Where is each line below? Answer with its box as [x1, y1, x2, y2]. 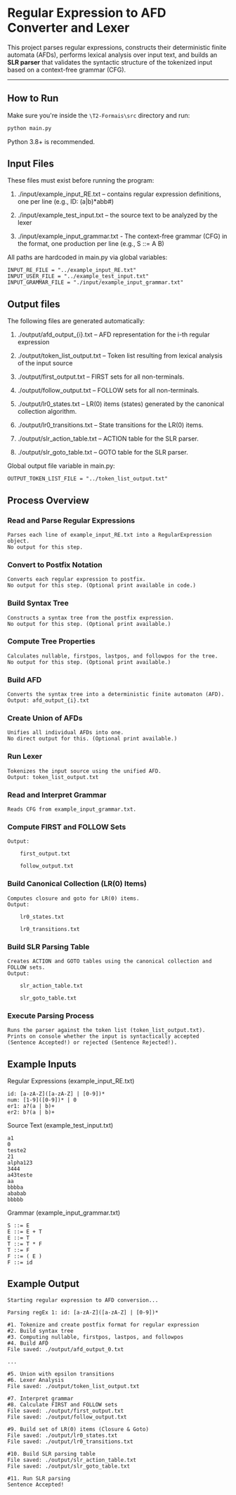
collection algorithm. [17, 407, 77, 416]
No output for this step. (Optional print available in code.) [7, 582, 197, 589]
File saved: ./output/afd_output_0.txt [7, 1345, 124, 1353]
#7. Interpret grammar [7, 1395, 74, 1402]
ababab [7, 1190, 27, 1197]
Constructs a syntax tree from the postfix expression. [7, 614, 174, 621]
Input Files [7, 158, 54, 170]
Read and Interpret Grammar [7, 790, 107, 799]
